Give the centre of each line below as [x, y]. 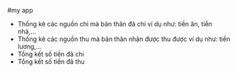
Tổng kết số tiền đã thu [51, 62]
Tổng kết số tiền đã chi [51, 54]
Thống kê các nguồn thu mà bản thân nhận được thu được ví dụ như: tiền [124, 39]
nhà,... [27, 32]
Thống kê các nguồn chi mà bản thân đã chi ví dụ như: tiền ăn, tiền [115, 24]
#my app [20, 10]
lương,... [29, 46]
